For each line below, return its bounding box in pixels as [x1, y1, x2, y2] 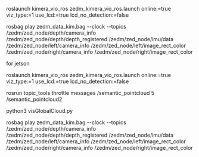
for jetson [6, 60, 30, 67]
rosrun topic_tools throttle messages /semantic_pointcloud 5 [6, 90, 155, 96]
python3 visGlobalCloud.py [6, 107, 73, 114]
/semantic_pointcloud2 [6, 96, 63, 103]
